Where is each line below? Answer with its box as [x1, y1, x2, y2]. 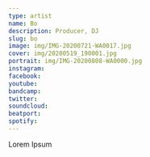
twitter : [8, 95, 38, 103]
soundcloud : [8, 102, 48, 110]
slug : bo [8, 34, 38, 43]
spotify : [8, 117, 38, 125]
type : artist [8, 11, 52, 20]
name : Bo [8, 19, 38, 28]
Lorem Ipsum [8, 139, 52, 149]
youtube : [8, 79, 38, 87]
